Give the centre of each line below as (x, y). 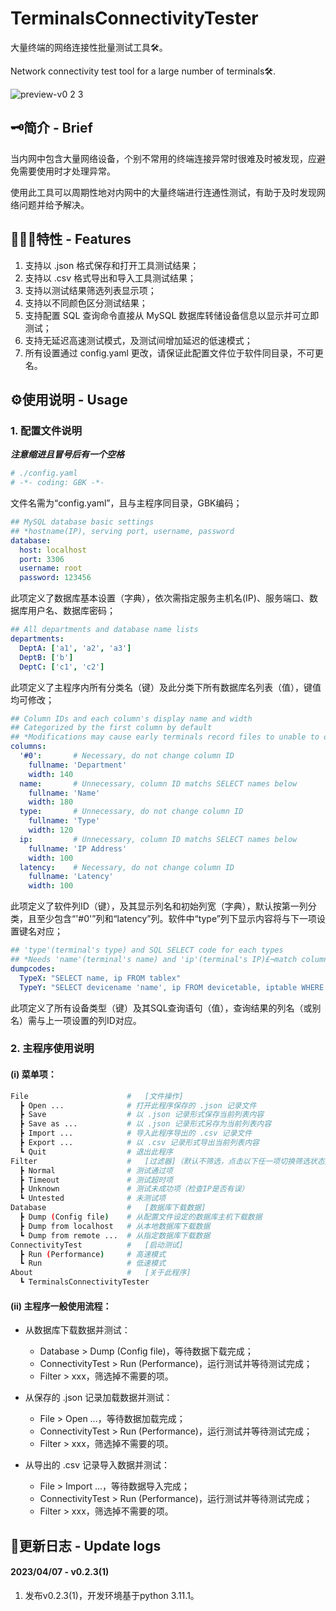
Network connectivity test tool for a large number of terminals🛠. (143, 71)
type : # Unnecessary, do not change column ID (131, 812)
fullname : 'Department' (78, 765)
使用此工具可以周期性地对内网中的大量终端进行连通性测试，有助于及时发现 (163, 192)
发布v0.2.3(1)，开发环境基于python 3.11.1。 (112, 1595)
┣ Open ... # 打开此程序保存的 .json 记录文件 (138, 1105)
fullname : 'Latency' (71, 877)
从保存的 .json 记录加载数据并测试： (98, 1398)
